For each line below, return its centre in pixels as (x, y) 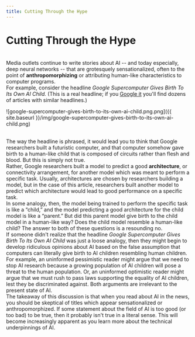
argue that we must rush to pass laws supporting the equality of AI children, (97, 277)
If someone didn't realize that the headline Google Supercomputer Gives (93, 234)
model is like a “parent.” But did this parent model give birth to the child (92, 216)
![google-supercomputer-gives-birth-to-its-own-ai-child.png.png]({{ (89, 111)
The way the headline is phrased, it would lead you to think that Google (92, 141)
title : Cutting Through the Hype (47, 11)
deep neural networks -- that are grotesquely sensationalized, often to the (95, 69)
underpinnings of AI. (31, 327)
